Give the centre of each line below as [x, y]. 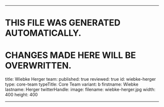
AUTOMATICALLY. [43, 33]
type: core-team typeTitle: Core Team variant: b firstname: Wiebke [72, 84]
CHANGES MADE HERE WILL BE [71, 55]
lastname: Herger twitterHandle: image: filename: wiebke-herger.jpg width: [80, 89]
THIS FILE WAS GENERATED [63, 23]
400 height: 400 [21, 95]
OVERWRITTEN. [38, 66]
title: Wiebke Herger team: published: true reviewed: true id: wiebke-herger [81, 79]
